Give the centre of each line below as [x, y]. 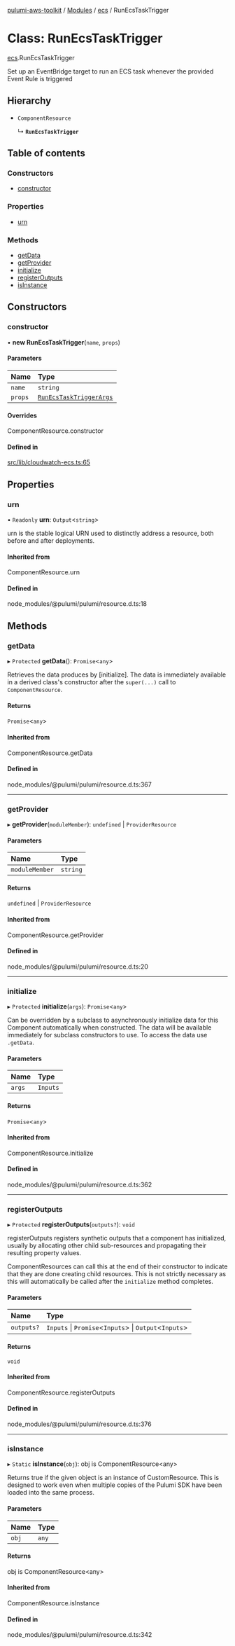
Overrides [22, 415]
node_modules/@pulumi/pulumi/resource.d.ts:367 [79, 784]
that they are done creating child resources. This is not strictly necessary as [116, 1274]
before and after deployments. [51, 541]
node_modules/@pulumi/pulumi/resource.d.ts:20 [78, 967]
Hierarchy [29, 101]
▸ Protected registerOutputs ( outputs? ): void [71, 1224]
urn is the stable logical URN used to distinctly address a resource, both [111, 533]
